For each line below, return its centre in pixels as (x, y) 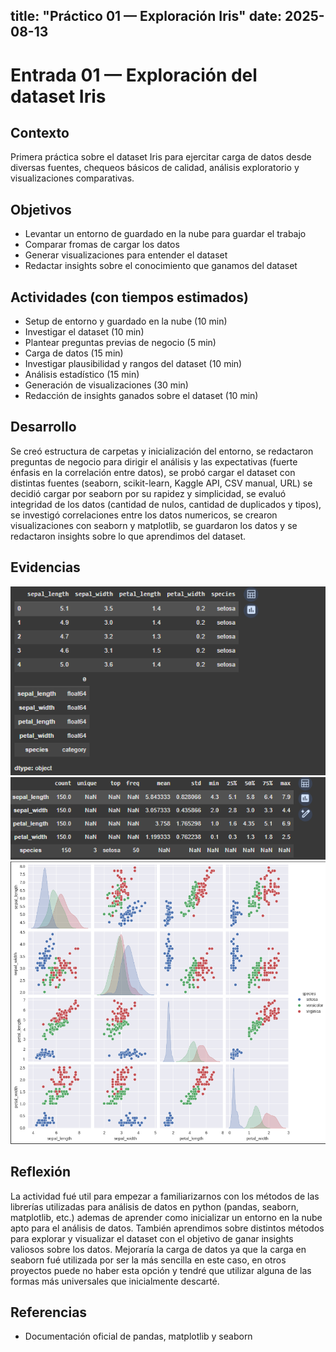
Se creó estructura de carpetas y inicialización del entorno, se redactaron (162, 451)
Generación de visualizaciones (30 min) (106, 385)
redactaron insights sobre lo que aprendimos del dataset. (128, 536)
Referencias (49, 1312)
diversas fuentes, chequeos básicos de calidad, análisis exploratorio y (155, 168)
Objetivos (41, 209)
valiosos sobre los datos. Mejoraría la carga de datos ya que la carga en (158, 1249)
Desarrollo (43, 427)
